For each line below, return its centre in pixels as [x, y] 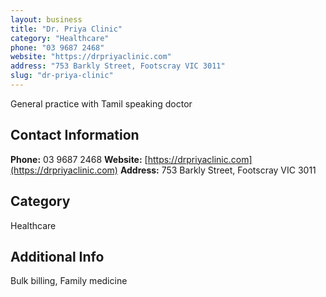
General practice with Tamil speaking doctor [101, 103]
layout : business [46, 19]
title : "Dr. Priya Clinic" [66, 29]
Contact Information [75, 135]
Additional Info [57, 256]
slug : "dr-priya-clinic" [62, 76]
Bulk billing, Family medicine [69, 281]
